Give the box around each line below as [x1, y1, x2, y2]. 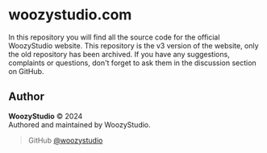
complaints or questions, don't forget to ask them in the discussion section [8, 58, 257, 68]
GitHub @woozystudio [27, 135, 103, 145]
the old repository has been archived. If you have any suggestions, [8, 49, 230, 59]
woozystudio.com [8, 6, 132, 24]
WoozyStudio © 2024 [8, 111, 83, 121]
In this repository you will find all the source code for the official [8, 32, 220, 42]
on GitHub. [8, 66, 44, 76]
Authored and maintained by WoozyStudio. [8, 119, 151, 130]
